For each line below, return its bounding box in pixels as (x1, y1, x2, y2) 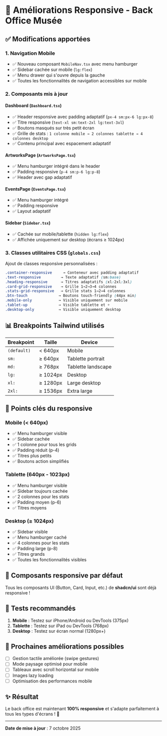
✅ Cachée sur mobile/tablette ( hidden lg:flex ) (12, 231, 109, 237)
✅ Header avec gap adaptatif (12, 174, 72, 180)
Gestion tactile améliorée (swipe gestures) (12, 656, 99, 662)
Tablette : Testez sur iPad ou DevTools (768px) (12, 623, 109, 629)
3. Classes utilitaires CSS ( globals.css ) (5, 249, 101, 256)
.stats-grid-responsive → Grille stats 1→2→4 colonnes (5, 289, 126, 294)
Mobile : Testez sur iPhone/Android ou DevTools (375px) (12, 617, 129, 623)
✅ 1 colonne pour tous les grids (12, 442, 77, 447)
